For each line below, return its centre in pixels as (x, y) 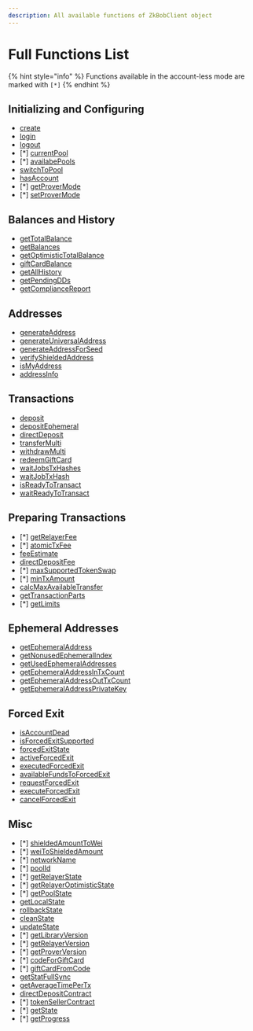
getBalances (40, 247)
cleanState (37, 919)
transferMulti (40, 443)
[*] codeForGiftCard (52, 960)
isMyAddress (40, 366)
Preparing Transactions (67, 518)
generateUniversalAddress (63, 341)
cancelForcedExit (48, 800)
